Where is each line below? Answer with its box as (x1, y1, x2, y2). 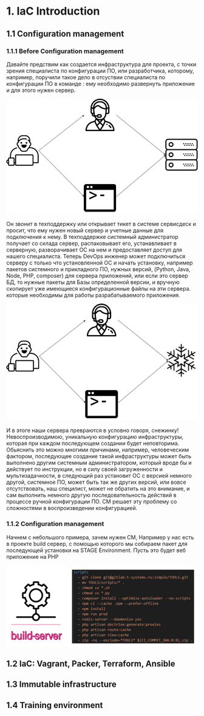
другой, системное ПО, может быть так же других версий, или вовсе (6, 478, 186, 486)
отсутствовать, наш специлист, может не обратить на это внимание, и (6, 485, 190, 492)
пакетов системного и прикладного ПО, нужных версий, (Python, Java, (6, 265, 191, 272)
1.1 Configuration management (6, 29, 124, 39)
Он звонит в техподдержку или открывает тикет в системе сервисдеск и (6, 220, 196, 227)
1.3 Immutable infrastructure (6, 679, 117, 690)
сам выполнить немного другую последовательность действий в (6, 492, 177, 499)
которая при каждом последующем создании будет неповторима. (6, 440, 180, 447)
